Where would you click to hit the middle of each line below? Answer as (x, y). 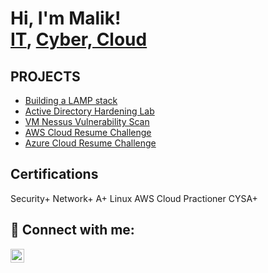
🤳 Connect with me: (72, 230)
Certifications (54, 174)
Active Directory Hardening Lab (89, 111)
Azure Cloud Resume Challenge (90, 143)
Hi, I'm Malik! (66, 18)
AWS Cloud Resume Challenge (88, 132)
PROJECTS (45, 76)
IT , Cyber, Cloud (79, 39)
